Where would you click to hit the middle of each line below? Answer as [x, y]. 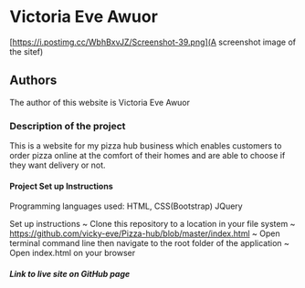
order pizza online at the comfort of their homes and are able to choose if [147, 156]
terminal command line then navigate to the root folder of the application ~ [150, 243]
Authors [33, 81]
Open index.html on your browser [72, 253]
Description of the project [68, 126]
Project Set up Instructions [61, 186]
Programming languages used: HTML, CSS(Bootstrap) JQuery [126, 206]
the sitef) [26, 51]
